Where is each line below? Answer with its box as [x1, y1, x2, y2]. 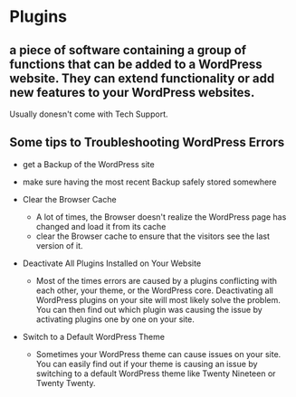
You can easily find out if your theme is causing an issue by [35, 358, 258, 369]
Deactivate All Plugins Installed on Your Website [22, 258, 202, 269]
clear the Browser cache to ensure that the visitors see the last [35, 231, 270, 241]
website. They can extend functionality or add [9, 71, 275, 86]
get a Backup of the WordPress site [22, 158, 156, 169]
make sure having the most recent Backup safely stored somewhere [22, 176, 277, 187]
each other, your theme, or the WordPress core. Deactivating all [35, 285, 274, 296]
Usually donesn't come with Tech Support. [9, 109, 168, 119]
